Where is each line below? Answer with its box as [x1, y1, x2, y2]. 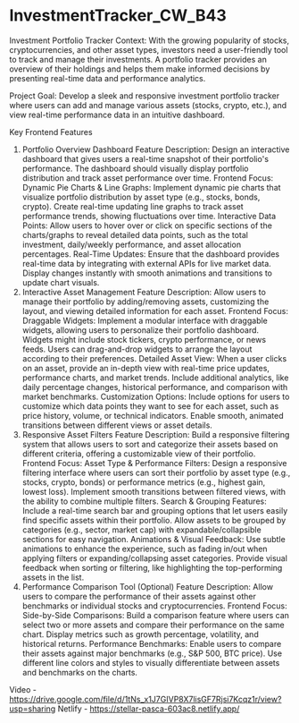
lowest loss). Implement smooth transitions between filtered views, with [21, 486, 287, 497]
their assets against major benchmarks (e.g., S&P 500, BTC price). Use [21, 648, 283, 659]
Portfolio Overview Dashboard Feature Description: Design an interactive [21, 144, 290, 155]
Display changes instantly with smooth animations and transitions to [21, 268, 272, 278]
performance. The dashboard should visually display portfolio [21, 163, 249, 174]
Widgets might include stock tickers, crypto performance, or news [21, 334, 266, 344]
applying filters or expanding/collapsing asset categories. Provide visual [21, 552, 288, 564]
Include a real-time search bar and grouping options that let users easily [21, 505, 288, 515]
